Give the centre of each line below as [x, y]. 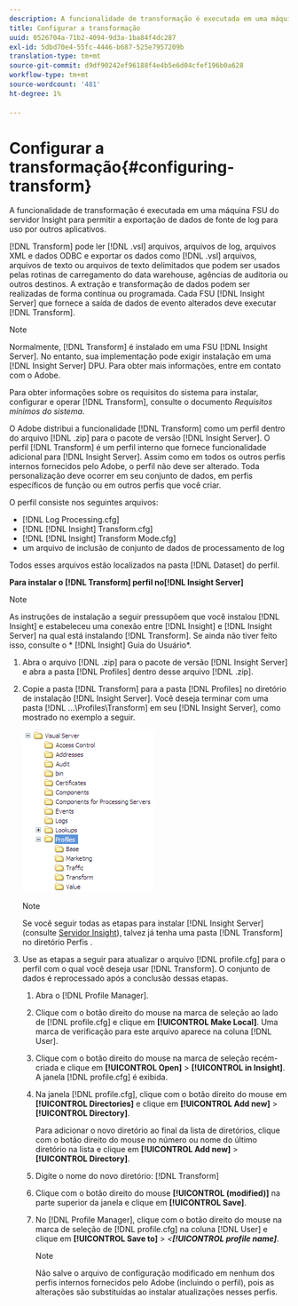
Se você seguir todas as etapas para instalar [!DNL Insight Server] [143, 923]
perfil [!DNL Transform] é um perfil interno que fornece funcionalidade [138, 448]
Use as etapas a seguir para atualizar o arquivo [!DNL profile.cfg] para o [153, 960]
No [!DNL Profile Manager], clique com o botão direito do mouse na [158, 1220]
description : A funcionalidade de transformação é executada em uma [138, 19]
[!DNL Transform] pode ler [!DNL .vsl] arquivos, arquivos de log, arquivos [143, 247]
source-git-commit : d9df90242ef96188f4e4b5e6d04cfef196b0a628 [126, 66]
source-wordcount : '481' [55, 84]
